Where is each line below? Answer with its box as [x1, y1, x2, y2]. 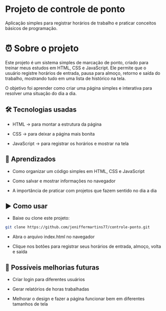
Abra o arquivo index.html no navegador [12, 234, 95, 240]
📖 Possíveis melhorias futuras [5, 263, 99, 272]
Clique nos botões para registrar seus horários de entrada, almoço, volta [12, 243, 162, 250]
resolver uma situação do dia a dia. [5, 90, 77, 96]
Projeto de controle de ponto [5, 3, 125, 15]
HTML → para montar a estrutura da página [12, 121, 102, 127]
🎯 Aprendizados [5, 155, 56, 163]
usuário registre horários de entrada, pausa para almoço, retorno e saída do [5, 70, 161, 76]
